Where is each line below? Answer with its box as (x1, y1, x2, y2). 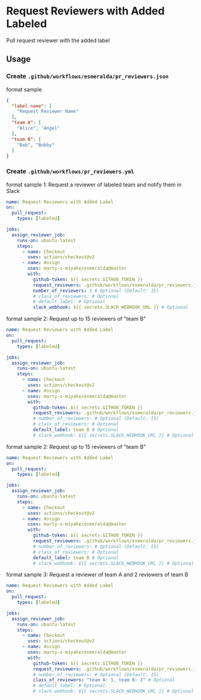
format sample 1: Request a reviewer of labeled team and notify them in (6, 181, 182, 188)
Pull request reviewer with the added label (6, 37, 110, 44)
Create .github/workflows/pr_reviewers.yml (6, 167, 135, 176)
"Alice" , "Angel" (17, 125, 60, 131)
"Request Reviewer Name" (17, 108, 79, 114)
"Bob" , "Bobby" (17, 142, 55, 148)
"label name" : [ (11, 103, 52, 109)
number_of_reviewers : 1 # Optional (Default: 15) (32, 288, 160, 294)
